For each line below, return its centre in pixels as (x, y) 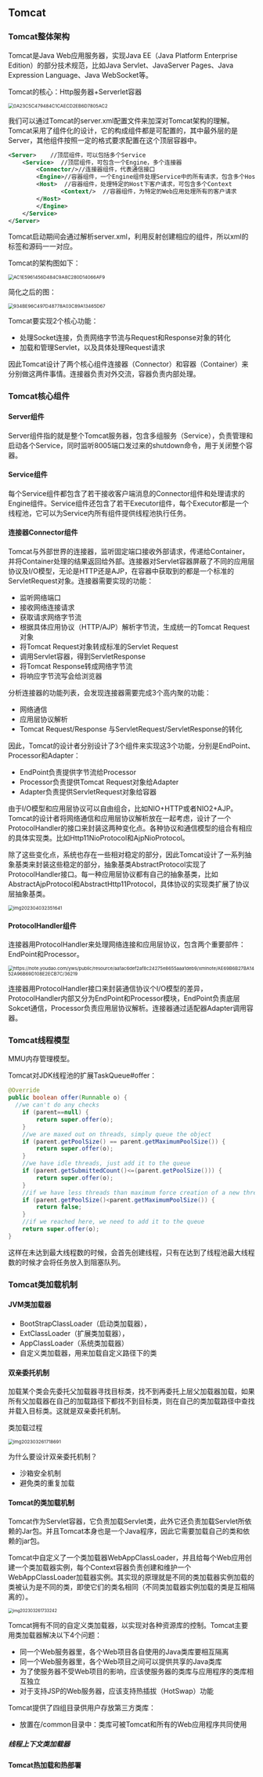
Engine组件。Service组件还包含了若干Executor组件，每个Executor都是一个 (128, 503)
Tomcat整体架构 (39, 37)
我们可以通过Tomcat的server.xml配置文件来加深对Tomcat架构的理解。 (121, 120)
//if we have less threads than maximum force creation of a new (131, 1192)
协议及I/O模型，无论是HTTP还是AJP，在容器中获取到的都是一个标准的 (121, 571)
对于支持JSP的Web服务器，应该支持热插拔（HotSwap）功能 (116, 1691)
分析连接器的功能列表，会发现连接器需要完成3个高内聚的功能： (110, 692)
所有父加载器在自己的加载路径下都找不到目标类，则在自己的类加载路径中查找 (131, 1401)
